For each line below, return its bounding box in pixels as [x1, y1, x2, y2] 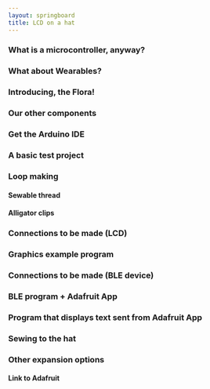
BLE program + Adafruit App [8, 291, 118, 302]
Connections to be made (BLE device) [8, 270, 154, 281]
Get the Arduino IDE [8, 129, 85, 140]
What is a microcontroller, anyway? [8, 45, 146, 56]
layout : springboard [8, 11, 76, 20]
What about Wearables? [8, 66, 102, 77]
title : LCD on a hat [8, 19, 76, 27]
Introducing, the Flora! [8, 87, 96, 98]
